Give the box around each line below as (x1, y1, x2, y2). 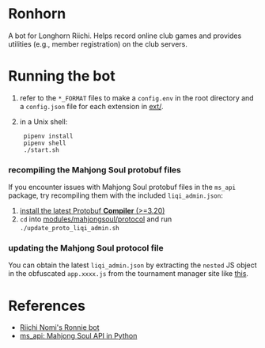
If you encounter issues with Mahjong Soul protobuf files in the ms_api (8, 183, 236, 192)
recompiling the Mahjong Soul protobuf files (8, 164, 182, 175)
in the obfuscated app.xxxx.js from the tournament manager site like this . (8, 269, 249, 278)
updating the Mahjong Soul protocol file (8, 243, 164, 254)
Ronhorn (8, 5, 66, 23)
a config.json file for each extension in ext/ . (19, 101, 164, 111)
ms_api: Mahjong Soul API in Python (19, 331, 138, 341)
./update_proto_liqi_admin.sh (19, 225, 120, 233)
